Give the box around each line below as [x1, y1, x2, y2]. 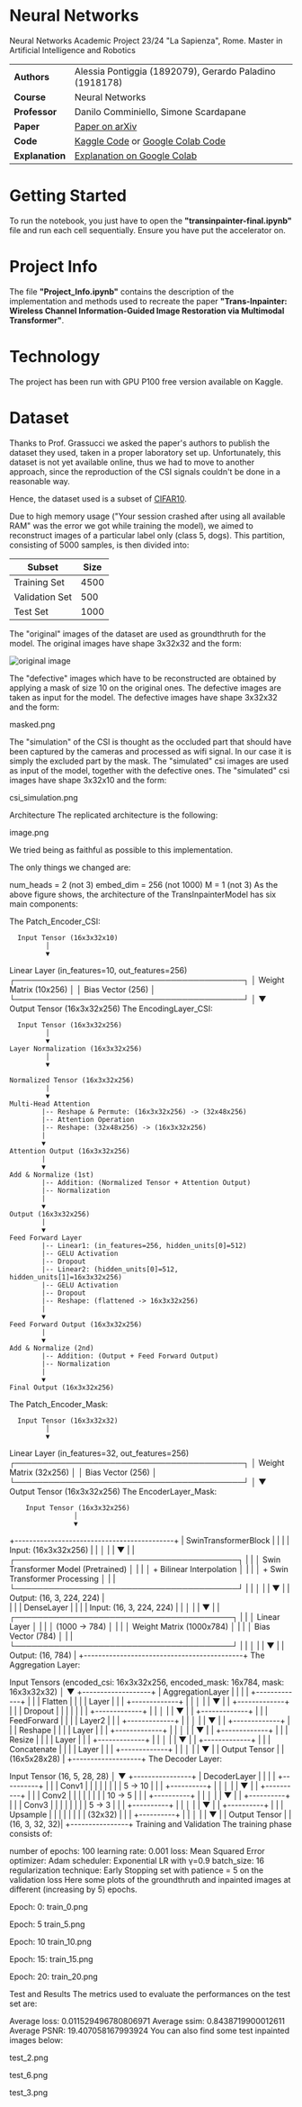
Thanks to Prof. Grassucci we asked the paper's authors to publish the [9, 438, 271, 448]
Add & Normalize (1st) [9, 1170, 94, 1180]
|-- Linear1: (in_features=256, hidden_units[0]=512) [41, 1241, 247, 1250]
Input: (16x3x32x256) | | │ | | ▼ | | [9, 1544, 135, 1555]
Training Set [13, 575, 66, 588]
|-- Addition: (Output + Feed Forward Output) [41, 1352, 219, 1361]
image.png [9, 827, 49, 837]
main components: [9, 898, 78, 909]
